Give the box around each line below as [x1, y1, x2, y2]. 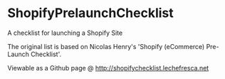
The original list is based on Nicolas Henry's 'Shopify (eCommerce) [7, 42, 205, 51]
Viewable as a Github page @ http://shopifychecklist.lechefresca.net [7, 63, 209, 72]
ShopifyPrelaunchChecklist [7, 5, 174, 21]
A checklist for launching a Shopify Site [7, 28, 123, 37]
